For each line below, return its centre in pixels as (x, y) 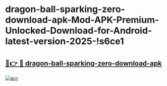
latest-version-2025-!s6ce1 (65, 41)
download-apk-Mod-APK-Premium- (82, 20)
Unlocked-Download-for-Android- (79, 31)
